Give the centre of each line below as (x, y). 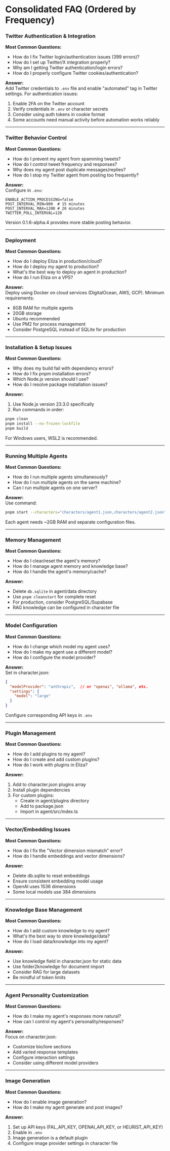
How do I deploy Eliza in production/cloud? (57, 261)
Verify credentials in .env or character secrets (60, 109)
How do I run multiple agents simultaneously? (60, 477)
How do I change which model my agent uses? (61, 646)
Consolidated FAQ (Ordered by (71, 9)
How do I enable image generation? (50, 1102)
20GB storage (27, 313)
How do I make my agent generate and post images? (68, 1107)
